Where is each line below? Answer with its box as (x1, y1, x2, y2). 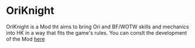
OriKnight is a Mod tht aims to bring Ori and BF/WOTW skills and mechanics (6, 23, 189, 30)
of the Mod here (6, 35, 45, 42)
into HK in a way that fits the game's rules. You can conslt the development (6, 29, 187, 36)
